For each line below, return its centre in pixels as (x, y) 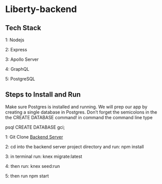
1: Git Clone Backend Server (34, 137)
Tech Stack (23, 28)
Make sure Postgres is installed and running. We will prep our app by (76, 107)
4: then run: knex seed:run (33, 166)
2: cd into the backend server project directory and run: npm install (75, 146)
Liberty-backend (41, 9)
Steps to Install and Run (43, 95)
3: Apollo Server (22, 59)
